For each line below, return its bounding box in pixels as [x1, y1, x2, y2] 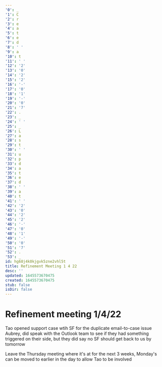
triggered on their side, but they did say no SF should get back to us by [5, 336, 151, 342]
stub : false [5, 282, 30, 287]
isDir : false [5, 287, 32, 292]
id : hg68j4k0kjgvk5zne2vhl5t [5, 259, 66, 264]
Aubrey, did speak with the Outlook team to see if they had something [5, 330, 149, 336]
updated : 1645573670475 [5, 273, 55, 278]
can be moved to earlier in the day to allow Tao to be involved [5, 356, 132, 362]
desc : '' [5, 268, 23, 273]
